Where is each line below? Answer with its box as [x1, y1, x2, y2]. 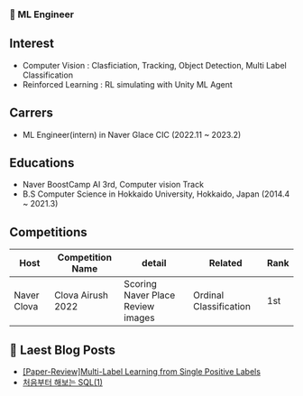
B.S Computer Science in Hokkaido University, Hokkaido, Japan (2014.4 [22, 189, 290, 199]
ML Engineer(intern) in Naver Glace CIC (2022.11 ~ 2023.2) [22, 129, 242, 140]
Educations [9, 155, 75, 170]
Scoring [124, 278, 158, 290]
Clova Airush [53, 289, 109, 301]
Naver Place [124, 289, 176, 301]
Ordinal [193, 289, 225, 301]
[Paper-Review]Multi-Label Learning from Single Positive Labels [22, 365, 262, 377]
